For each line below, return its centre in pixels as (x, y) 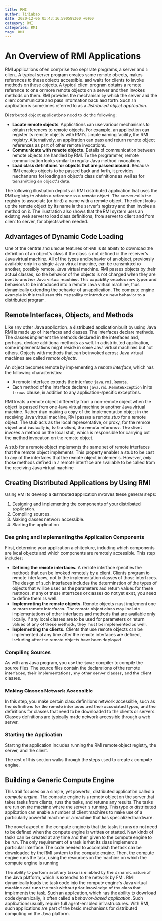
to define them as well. (35, 598)
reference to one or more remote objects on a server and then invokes (75, 90)
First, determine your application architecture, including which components (80, 548)
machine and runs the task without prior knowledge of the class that (73, 888)
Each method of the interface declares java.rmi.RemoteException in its (82, 387)
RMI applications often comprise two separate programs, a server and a (77, 69)
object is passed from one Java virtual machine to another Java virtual (75, 407)
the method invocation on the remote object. (49, 438)
